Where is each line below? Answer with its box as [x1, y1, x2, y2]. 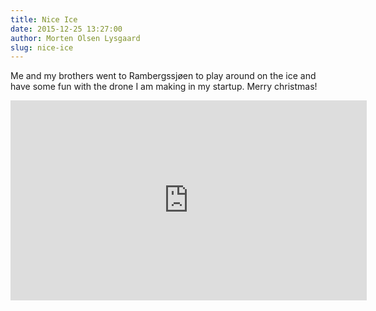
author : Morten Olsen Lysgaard [10, 33, 141, 43]
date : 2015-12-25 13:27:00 [10, 24, 123, 34]
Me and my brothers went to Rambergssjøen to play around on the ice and [10, 70, 317, 82]
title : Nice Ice [10, 14, 78, 25]
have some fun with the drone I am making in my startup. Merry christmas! [10, 81, 318, 93]
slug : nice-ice [10, 42, 74, 53]
